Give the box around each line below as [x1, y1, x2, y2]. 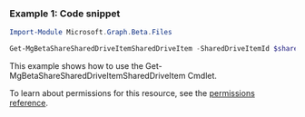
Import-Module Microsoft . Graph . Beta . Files [9, 28, 172, 37]
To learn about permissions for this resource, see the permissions [9, 88, 256, 99]
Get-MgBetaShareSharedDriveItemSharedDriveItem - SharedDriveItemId [9, 44, 271, 54]
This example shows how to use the [9, 61, 143, 72]
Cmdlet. [187, 71, 218, 82]
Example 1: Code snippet [9, 7, 121, 20]
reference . [9, 98, 48, 109]
